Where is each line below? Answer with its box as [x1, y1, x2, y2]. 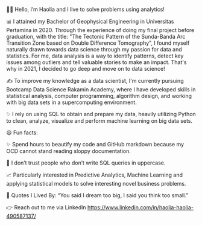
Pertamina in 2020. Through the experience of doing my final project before [6, 27, 195, 33]
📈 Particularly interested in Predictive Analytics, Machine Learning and [6, 171, 183, 178]
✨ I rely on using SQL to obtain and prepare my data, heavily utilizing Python [6, 111, 196, 117]
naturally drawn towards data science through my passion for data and [6, 46, 182, 53]
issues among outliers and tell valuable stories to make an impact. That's [6, 59, 187, 66]
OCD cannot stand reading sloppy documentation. [6, 148, 131, 154]
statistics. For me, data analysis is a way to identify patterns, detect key [6, 52, 184, 59]
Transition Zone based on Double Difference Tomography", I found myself [6, 39, 190, 47]
